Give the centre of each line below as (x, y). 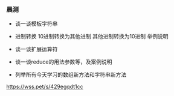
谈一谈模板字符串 (36, 24)
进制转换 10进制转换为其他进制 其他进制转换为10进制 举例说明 (92, 37)
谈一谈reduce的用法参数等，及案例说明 (64, 62)
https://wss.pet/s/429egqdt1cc (45, 87)
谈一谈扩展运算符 (36, 49)
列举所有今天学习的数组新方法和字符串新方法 (71, 75)
